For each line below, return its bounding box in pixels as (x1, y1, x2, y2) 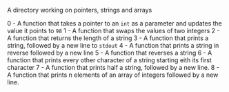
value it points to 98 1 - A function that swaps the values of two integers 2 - (7, 27, 220, 35)
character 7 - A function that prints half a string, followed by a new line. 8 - (7, 64, 219, 71)
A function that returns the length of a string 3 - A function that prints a (7, 34, 209, 42)
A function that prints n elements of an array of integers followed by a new (7, 71, 219, 79)
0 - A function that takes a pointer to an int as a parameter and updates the (7, 19, 222, 27)
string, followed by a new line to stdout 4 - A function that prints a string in (7, 42, 219, 49)
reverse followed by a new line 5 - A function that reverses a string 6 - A (7, 48, 212, 57)
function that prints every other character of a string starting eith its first (7, 56, 212, 64)
